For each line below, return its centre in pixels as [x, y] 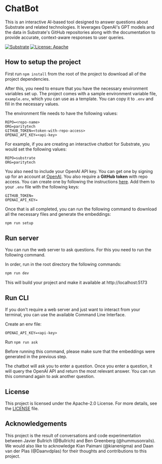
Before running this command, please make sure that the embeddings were [80, 352]
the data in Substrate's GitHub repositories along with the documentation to [80, 32]
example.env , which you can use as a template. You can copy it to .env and [79, 99]
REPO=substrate [20, 158]
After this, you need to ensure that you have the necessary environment [77, 88]
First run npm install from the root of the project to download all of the [76, 74]
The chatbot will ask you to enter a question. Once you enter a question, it [79, 366]
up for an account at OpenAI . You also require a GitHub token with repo [76, 176]
